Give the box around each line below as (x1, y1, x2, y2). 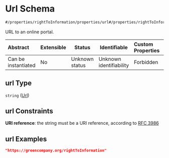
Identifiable (100, 44, 128, 51)
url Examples (5, 134, 47, 143)
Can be (8, 55, 25, 62)
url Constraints (5, 107, 54, 116)
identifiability (98, 61, 129, 68)
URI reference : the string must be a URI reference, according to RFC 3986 (5, 120, 159, 126)
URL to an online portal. (5, 29, 54, 35)
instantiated (8, 61, 36, 68)
